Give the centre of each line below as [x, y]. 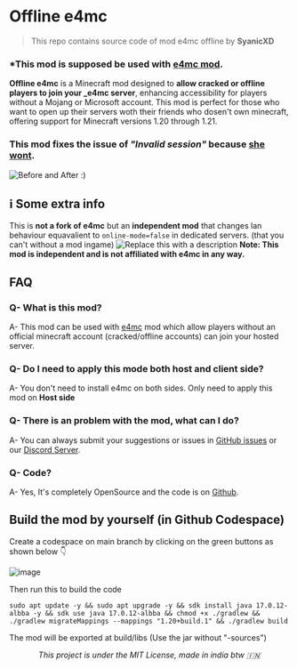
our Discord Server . [45, 449]
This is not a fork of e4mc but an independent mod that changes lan [136, 226]
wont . [22, 156]
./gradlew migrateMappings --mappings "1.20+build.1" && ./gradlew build [149, 621]
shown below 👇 [38, 551]
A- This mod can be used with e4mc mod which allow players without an [142, 327]
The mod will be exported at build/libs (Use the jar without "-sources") [138, 637]
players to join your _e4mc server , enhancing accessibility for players [138, 93]
